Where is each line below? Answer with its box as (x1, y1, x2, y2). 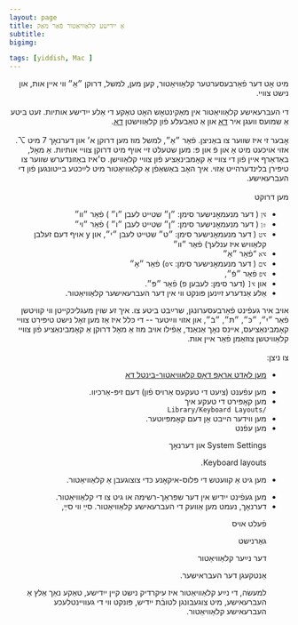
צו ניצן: (266, 352, 289, 363)
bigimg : (9, 37, 38, 47)
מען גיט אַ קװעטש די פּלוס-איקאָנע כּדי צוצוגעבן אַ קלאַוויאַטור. (66, 475, 267, 485)
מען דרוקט (254, 192, 289, 203)
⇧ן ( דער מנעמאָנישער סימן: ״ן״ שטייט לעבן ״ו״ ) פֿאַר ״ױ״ (74, 219, 267, 229)
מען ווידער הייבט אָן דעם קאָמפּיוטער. (145, 413, 267, 424)
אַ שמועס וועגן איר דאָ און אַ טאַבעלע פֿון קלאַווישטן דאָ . (111, 116, 289, 127)
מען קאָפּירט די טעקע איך (184, 397, 267, 407)
